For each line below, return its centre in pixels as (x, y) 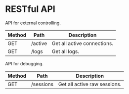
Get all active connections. (83, 43)
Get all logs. (65, 51)
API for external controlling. (33, 23)
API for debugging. (24, 63)
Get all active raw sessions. (90, 84)
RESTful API (30, 9)
